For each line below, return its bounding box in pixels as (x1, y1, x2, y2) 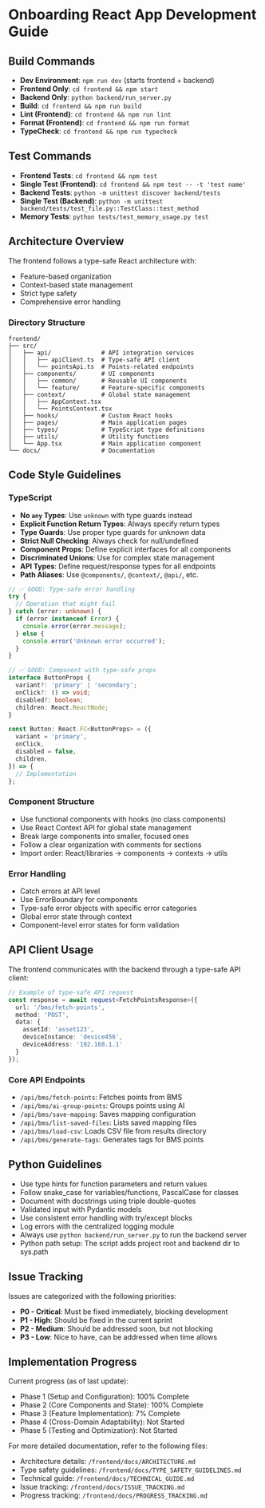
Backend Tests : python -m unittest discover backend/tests (19, 188, 221, 197)
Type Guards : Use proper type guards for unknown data (19, 527, 206, 536)
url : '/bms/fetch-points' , (15, 1003, 105, 1011)
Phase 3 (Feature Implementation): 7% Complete (19, 1409, 181, 1419)
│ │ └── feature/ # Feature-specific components (8, 383, 205, 392)
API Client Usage (8, 944, 94, 957)
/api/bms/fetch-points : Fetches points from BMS (19, 1092, 183, 1102)
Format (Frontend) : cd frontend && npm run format (19, 118, 190, 127)
